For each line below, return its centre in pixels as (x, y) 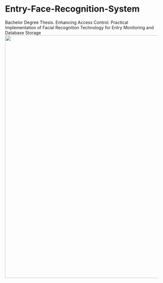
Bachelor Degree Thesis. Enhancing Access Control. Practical (67, 22)
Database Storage (23, 33)
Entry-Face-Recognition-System (72, 9)
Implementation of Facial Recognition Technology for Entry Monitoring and (79, 27)
